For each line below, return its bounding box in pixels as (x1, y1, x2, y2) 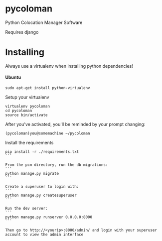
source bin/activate (5, 113, 48, 118)
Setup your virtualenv (5, 94, 49, 100)
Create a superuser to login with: (5, 184, 79, 189)
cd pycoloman (5, 108, 32, 114)
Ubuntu (5, 74, 21, 80)
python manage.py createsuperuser (5, 193, 77, 198)
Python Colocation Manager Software (5, 19, 83, 25)
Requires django (5, 29, 39, 35)
